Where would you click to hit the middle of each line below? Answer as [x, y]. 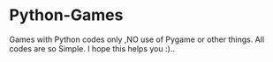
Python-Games [66, 15]
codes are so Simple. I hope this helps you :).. [92, 48]
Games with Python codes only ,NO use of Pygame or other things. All [137, 39]
